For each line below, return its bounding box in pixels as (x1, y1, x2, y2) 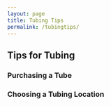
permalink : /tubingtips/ (7, 23, 80, 30)
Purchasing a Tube (7, 70, 72, 80)
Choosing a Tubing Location (7, 89, 105, 99)
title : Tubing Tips (7, 17, 64, 24)
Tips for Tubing (7, 49, 75, 61)
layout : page (7, 10, 45, 18)
